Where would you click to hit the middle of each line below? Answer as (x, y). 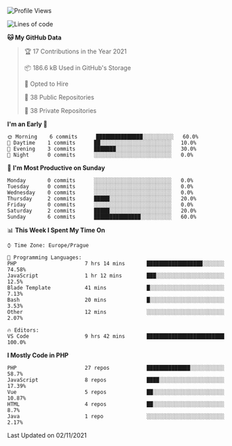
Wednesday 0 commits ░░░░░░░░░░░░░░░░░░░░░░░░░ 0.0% (100, 193)
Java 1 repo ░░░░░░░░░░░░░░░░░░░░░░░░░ (116, 416)
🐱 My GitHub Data (35, 37)
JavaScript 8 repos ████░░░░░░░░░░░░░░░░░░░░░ (116, 380)
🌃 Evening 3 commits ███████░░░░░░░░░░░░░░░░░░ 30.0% (102, 149)
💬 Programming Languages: (44, 258)
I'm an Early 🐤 (27, 124)
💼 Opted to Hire (46, 84)
